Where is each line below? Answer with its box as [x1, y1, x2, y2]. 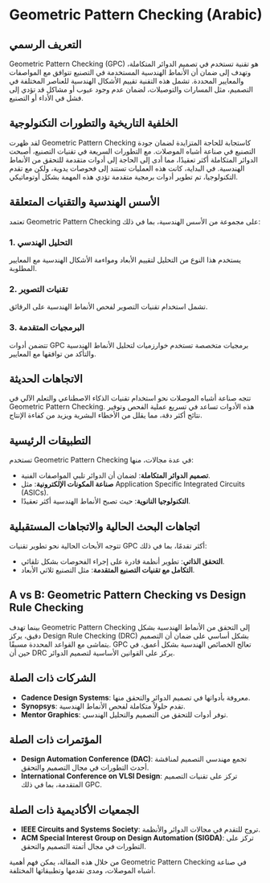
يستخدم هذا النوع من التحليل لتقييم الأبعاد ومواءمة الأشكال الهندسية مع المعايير [9, 255, 242, 265]
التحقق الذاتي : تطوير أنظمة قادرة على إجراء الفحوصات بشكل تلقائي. [20, 556, 225, 566]
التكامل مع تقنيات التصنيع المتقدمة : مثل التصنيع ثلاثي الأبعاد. [20, 565, 195, 574]
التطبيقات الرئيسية [9, 433, 92, 447]
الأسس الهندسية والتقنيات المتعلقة [9, 195, 160, 209]
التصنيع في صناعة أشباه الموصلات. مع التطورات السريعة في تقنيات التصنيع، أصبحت [9, 146, 256, 156]
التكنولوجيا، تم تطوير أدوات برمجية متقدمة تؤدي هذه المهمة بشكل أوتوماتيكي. [9, 171, 239, 182]
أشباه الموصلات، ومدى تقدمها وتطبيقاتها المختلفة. [9, 866, 156, 876]
